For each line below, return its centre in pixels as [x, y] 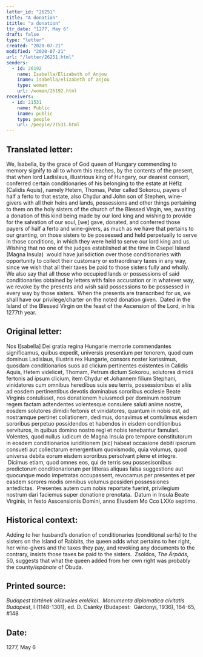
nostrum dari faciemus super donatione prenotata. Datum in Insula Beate [98, 494]
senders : [17, 63]
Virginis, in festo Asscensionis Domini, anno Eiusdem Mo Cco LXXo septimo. [102, 501]
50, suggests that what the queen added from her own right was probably [98, 560]
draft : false [23, 35]
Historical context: [42, 520]
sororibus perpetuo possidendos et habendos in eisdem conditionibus [94, 423]
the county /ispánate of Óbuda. [45, 567]
